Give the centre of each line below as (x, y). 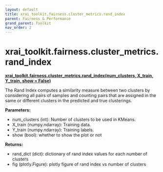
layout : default (21, 10)
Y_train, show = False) (28, 81)
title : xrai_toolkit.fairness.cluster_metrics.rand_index (65, 14)
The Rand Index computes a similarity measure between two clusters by (78, 90)
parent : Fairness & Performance (38, 19)
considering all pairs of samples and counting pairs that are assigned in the (81, 96)
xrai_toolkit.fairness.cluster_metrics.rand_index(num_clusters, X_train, (79, 76)
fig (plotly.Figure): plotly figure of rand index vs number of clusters (79, 164)
